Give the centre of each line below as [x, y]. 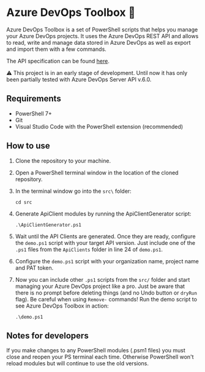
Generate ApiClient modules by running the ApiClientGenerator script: [103, 214]
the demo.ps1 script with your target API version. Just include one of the [105, 242]
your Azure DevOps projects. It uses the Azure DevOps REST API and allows [102, 36]
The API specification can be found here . [58, 61]
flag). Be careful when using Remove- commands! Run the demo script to [106, 299]
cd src [24, 202]
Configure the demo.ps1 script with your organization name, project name [107, 261]
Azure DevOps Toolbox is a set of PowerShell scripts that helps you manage [102, 29]
